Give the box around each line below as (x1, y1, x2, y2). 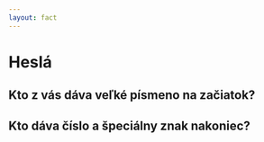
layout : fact (8, 13, 58, 22)
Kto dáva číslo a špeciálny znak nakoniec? (8, 118, 251, 133)
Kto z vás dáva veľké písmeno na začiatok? (8, 87, 256, 103)
